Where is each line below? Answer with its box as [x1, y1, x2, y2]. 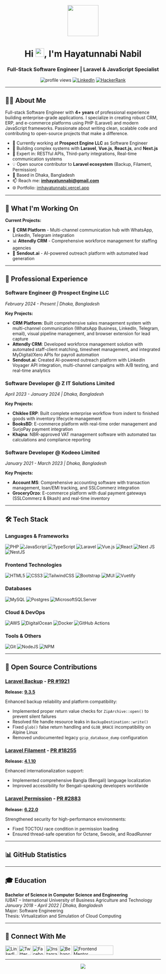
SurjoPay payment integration [12, 426, 73, 432]
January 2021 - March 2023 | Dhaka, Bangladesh [5, 460, 107, 466]
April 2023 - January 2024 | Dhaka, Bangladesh [5, 391, 104, 397]
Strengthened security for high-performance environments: [5, 816, 126, 822]
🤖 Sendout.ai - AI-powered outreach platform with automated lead [12, 250, 148, 256]
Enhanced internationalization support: [5, 768, 84, 774]
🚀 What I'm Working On [5, 204, 79, 212]
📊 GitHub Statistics [5, 850, 67, 859]
